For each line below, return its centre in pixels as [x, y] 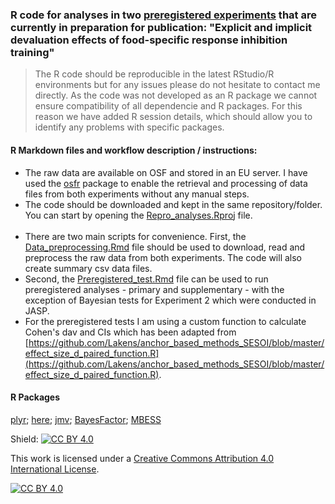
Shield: [24, 439]
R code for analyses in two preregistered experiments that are [163, 15]
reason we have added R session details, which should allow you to [173, 117]
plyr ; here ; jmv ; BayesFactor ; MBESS [86, 419]
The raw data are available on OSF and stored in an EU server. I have [166, 172]
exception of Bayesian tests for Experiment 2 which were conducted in [170, 300]
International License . [55, 469]
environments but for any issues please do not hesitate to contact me [177, 85]
